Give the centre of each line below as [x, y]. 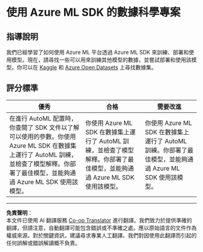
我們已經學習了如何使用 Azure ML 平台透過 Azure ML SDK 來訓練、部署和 [98, 52]
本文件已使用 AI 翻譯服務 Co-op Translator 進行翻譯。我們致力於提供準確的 [99, 220]
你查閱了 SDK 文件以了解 [44, 128]
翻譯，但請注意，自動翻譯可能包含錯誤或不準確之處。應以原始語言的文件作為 [101, 228]
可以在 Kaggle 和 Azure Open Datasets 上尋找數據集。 [89, 67]
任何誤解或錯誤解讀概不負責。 [43, 243]
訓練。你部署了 [166, 150]
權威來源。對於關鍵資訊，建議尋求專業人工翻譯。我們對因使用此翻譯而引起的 [101, 235]
